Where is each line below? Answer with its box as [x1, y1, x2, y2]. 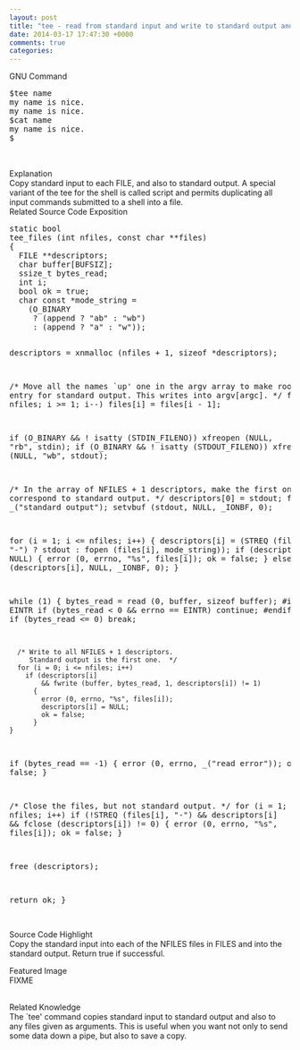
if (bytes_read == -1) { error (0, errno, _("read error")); [9, 758, 283, 769]
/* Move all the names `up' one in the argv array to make [9, 381, 274, 392]
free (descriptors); [9, 861, 100, 872]
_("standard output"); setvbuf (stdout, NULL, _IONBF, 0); [9, 502, 274, 513]
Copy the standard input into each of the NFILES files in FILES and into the [9, 939, 283, 950]
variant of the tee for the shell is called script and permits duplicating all [9, 187, 273, 198]
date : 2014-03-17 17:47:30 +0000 [9, 30, 134, 38]
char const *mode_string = [18, 295, 137, 305]
